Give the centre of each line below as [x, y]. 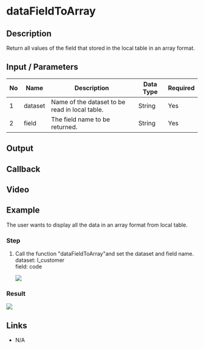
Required [181, 88]
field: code [29, 267]
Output [20, 149]
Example [23, 210]
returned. [64, 127]
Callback [23, 169]
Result [16, 294]
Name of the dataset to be [88, 102]
